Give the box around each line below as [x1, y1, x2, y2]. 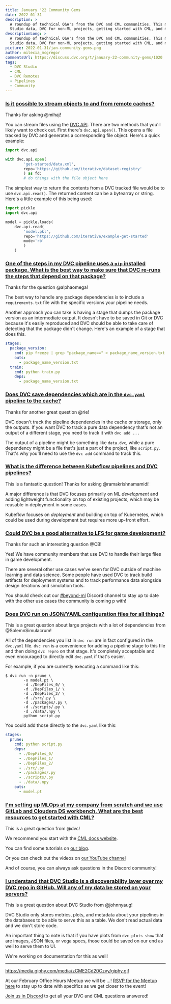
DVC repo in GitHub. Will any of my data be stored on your [5, 884, 151, 891]
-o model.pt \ [23, 678, 53, 683]
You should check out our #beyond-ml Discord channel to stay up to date [5, 592, 159, 599]
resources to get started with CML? [5, 813, 95, 821]
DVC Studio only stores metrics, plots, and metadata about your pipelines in [5, 912, 164, 918]
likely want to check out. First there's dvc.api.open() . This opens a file [5, 127, 153, 133]
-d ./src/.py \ [23, 696, 56, 701]
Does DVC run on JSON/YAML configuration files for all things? [5, 611, 164, 618]
